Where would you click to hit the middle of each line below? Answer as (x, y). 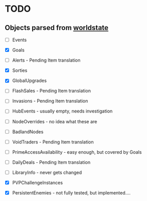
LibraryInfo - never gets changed (47, 172)
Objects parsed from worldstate (57, 28)
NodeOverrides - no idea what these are (55, 121)
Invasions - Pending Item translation (50, 101)
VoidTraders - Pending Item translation (53, 142)
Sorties (20, 70)
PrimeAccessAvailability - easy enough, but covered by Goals (77, 152)
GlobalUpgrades (29, 81)
